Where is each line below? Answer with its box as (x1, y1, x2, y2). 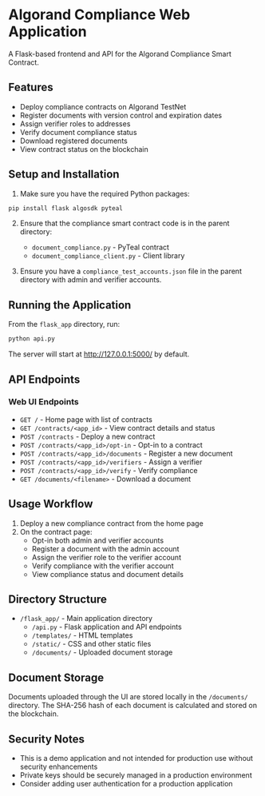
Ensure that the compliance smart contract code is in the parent (19, 218, 230, 229)
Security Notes (8, 732, 85, 746)
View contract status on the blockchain (19, 144, 149, 153)
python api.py (8, 335, 56, 343)
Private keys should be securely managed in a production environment (19, 770, 253, 780)
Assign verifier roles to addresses (19, 118, 131, 129)
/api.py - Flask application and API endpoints (31, 622, 182, 632)
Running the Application (8, 298, 132, 312)
